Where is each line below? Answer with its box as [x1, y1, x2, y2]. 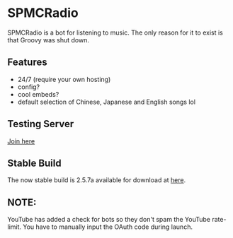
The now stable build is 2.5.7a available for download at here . [7, 176, 186, 184]
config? [17, 83, 40, 91]
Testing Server [7, 118, 74, 130]
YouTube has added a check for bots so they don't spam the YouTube [7, 215, 211, 224]
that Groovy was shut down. [7, 35, 90, 44]
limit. [7, 222, 22, 231]
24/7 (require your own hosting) [17, 75, 111, 83]
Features [7, 56, 47, 69]
